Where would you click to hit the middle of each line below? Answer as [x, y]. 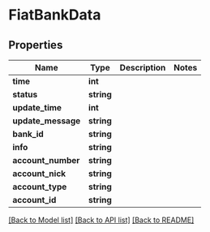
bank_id [28, 134]
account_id [34, 200]
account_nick [39, 174]
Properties [36, 45]
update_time [37, 107]
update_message [47, 121]
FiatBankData [55, 15]
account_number [46, 160]
